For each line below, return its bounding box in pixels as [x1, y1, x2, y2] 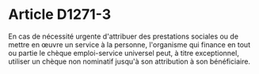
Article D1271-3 [8, 6, 112, 24]
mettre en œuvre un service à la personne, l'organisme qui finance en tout [8, 39, 251, 49]
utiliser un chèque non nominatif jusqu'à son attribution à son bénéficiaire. [8, 57, 251, 66]
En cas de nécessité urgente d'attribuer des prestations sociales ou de [8, 31, 239, 41]
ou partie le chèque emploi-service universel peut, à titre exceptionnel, [8, 48, 239, 57]
